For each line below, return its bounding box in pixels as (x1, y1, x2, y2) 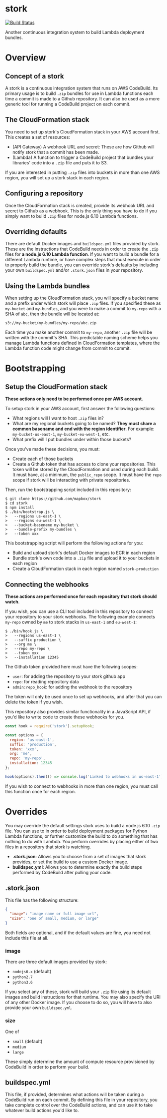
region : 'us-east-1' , (9, 737, 55, 742)
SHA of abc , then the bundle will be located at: (5, 311, 99, 317)
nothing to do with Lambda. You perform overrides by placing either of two (5, 838, 159, 844)
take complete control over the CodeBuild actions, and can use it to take (5, 1102, 153, 1108)
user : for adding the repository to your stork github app (12, 673, 126, 679)
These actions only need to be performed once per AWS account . (5, 396, 143, 402)
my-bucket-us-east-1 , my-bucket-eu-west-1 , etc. (12, 431, 110, 437)
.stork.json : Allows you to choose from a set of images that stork (12, 853, 146, 859)
